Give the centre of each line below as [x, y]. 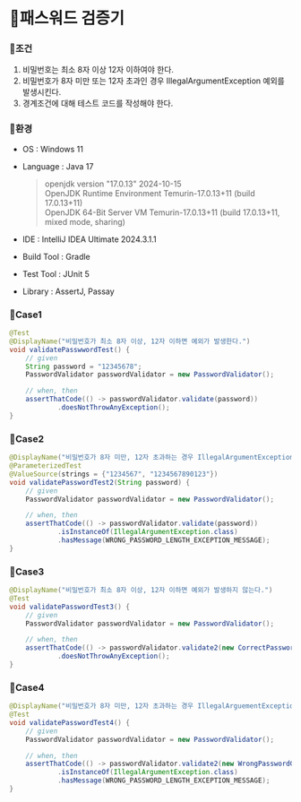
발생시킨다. [42, 92]
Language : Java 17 [58, 166]
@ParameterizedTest [46, 466]
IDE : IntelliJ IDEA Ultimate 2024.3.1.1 [89, 239]
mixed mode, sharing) [85, 221]
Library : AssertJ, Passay [68, 291]
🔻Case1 [26, 315]
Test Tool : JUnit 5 [56, 273]
